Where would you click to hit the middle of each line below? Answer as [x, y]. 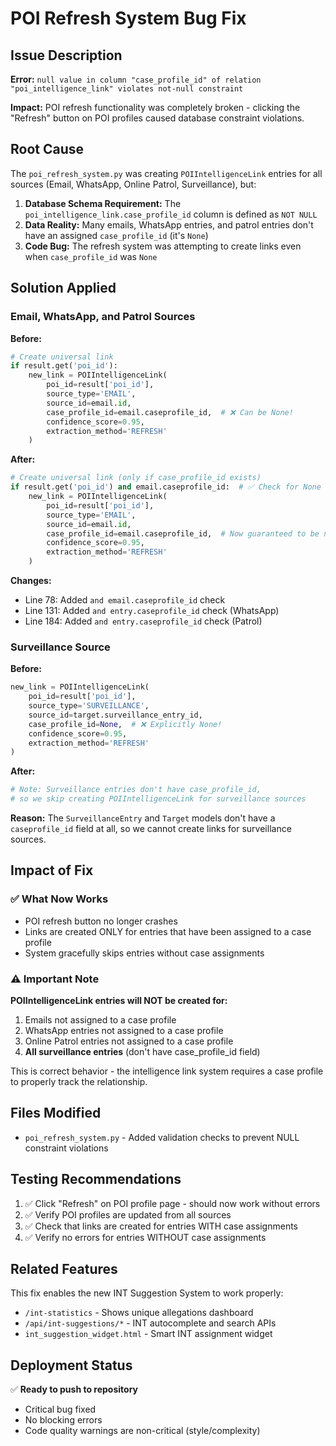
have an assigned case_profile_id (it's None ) [116, 235]
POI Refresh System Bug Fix [128, 18]
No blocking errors [63, 1420]
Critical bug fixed [60, 1409]
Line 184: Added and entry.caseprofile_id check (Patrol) [143, 621]
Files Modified [56, 1113]
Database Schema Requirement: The [103, 203]
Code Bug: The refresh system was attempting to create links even [163, 246]
